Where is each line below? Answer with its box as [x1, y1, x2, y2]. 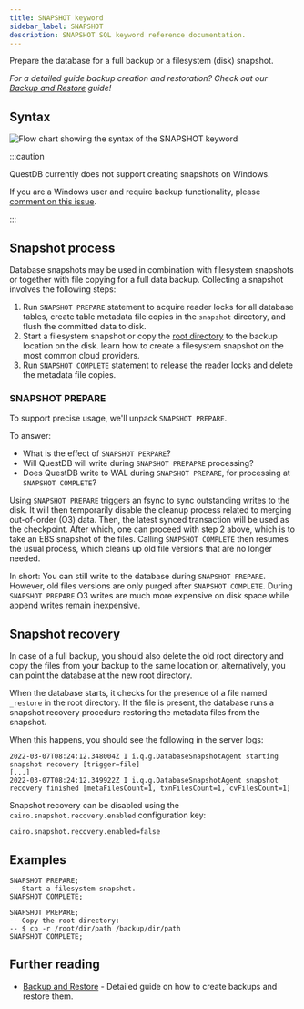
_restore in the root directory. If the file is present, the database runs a [9, 697, 275, 708]
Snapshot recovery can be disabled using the [9, 800, 180, 811]
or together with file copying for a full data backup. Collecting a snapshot [9, 275, 284, 285]
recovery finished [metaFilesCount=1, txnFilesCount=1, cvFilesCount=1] [9, 784, 291, 794]
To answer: [9, 431, 52, 442]
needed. [9, 553, 41, 564]
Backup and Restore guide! [9, 83, 112, 94]
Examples [9, 852, 66, 868]
